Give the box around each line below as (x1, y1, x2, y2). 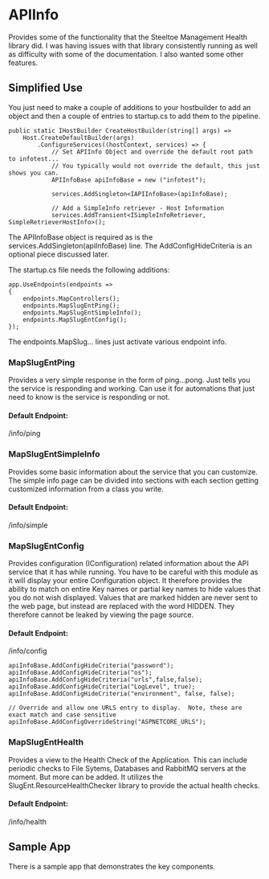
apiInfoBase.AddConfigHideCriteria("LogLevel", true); (8, 683, 196, 691)
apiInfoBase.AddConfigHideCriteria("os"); (8, 669, 153, 677)
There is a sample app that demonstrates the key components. (8, 861, 215, 871)
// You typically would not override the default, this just (51, 162, 261, 170)
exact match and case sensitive (8, 711, 116, 719)
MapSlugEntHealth (8, 737, 84, 748)
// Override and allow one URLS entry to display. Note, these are (8, 704, 243, 713)
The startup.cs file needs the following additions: (8, 265, 170, 274)
